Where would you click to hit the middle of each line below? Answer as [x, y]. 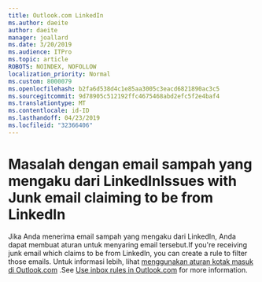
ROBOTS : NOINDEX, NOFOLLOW [52, 67]
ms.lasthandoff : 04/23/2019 [54, 118]
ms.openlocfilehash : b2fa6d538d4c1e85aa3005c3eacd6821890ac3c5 [114, 89]
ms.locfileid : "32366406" [50, 125]
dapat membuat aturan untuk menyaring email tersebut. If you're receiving [128, 244]
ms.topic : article [38, 60]
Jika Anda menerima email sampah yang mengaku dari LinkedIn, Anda [122, 236]
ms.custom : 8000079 [40, 81]
